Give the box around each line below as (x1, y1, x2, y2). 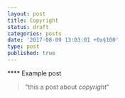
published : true (7, 50, 55, 57)
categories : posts (7, 30, 62, 37)
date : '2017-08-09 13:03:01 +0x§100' (7, 37, 119, 44)
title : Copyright (7, 17, 59, 24)
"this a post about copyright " (24, 82, 110, 91)
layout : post (7, 10, 46, 18)
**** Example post (7, 68, 62, 78)
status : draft (7, 23, 50, 30)
